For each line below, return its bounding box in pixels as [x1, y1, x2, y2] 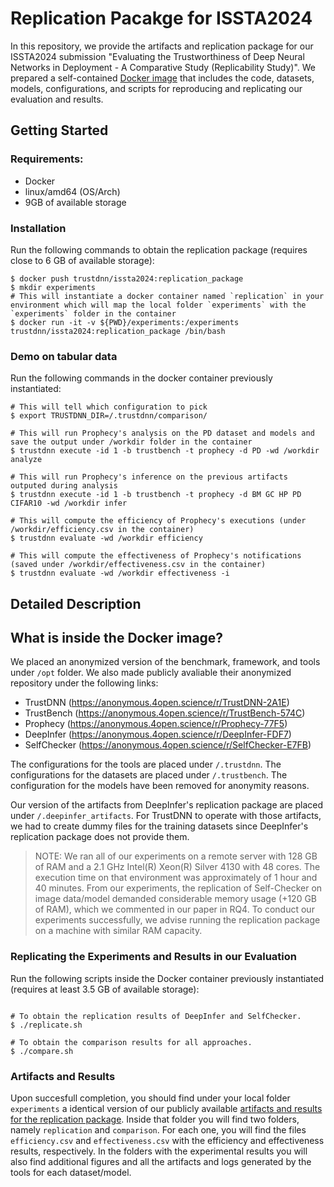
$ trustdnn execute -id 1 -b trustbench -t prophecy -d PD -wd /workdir [10, 446, 320, 456]
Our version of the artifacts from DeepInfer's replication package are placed [10, 799, 324, 811]
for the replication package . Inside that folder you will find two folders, [10, 1113, 300, 1126]
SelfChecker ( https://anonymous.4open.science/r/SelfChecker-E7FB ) [24, 739, 312, 751]
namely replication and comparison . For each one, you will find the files [10, 1124, 307, 1136]
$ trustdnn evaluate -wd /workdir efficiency [10, 533, 203, 544]
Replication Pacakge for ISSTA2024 [10, 7, 313, 30]
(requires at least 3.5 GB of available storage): [10, 983, 200, 995]
